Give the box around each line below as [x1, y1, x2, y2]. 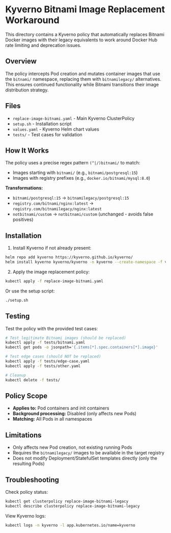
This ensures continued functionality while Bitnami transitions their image [5, 81, 159, 87]
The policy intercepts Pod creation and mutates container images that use [5, 70, 160, 77]
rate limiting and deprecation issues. [5, 42, 81, 48]
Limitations [5, 430, 42, 440]
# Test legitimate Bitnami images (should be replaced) [5, 335, 126, 341]
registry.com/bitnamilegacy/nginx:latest [12, 207, 102, 212]
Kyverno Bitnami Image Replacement [5, 4, 165, 15]
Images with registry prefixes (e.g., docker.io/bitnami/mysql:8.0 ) [12, 175, 151, 181]
